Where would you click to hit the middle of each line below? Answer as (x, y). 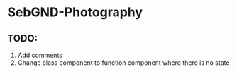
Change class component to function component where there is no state (123, 63)
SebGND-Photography (75, 12)
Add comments (40, 55)
